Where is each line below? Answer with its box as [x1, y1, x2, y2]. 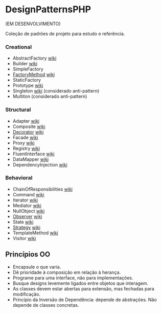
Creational [5, 43, 32, 50]
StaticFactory [12, 77, 41, 83]
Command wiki [12, 191, 44, 197]
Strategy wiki [12, 224, 41, 230]
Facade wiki [12, 134, 38, 140]
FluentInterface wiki [12, 151, 55, 157]
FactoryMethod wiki [12, 71, 55, 78]
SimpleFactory [12, 66, 43, 72]
